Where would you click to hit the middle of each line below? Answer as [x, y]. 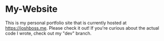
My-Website [31, 9]
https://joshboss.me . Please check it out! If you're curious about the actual [82, 28]
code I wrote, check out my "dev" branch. [48, 33]
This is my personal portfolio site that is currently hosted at [66, 23]
